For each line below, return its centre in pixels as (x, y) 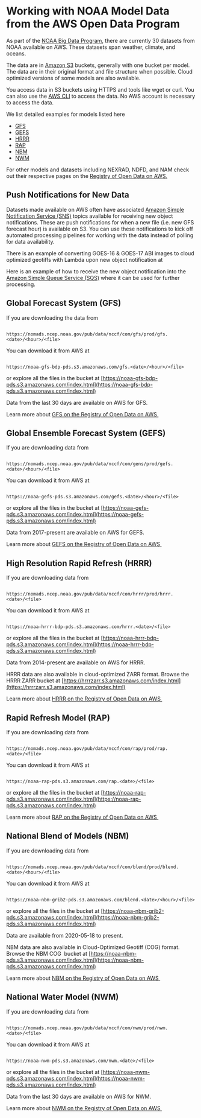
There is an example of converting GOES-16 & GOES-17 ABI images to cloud (100, 253)
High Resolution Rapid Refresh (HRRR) (79, 563)
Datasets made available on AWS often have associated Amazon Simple (95, 209)
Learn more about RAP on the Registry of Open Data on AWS (82, 817)
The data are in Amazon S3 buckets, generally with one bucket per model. (98, 65)
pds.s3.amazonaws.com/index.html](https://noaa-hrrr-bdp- (80, 644)
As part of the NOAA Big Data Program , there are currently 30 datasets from (100, 40)
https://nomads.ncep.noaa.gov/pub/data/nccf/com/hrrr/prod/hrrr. (90, 594)
